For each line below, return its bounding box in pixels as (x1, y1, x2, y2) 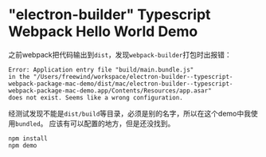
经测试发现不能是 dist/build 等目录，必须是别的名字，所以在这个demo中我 (8, 108, 251, 118)
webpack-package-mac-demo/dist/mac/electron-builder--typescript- (8, 80, 233, 88)
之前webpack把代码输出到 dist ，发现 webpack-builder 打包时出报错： (8, 49, 233, 59)
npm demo (8, 141, 37, 149)
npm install (8, 134, 48, 143)
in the (8, 73, 30, 80)
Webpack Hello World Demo (8, 22, 198, 41)
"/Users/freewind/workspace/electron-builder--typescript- (33, 73, 233, 80)
